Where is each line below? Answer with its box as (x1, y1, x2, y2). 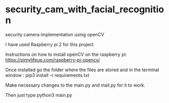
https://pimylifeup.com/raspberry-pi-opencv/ (5, 56, 100, 63)
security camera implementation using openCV (5, 31, 105, 37)
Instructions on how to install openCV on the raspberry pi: (5, 51, 127, 57)
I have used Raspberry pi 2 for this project (5, 41, 94, 47)
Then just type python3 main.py (5, 92, 73, 98)
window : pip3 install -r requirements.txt (5, 72, 89, 78)
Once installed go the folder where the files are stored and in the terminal (5, 67, 159, 73)
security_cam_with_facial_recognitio (5, 4, 164, 15)
